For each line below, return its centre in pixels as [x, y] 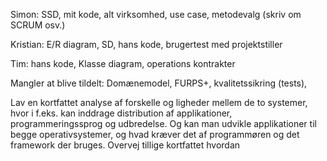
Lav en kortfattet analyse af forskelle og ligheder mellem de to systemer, [159, 102]
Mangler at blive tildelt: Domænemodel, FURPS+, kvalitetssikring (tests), [159, 83]
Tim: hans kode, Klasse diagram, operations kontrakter [123, 63]
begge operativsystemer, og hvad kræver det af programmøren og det [155, 134]
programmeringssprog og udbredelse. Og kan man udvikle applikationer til [163, 123]
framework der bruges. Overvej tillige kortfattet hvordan [125, 145]
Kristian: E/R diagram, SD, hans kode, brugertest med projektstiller [146, 44]
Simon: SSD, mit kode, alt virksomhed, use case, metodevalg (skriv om [156, 14]
